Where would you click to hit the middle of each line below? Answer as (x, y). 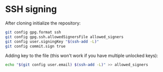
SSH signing (31, 9)
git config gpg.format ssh (33, 32)
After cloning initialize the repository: (43, 23)
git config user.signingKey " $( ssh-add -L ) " (52, 41)
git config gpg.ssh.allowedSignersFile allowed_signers (64, 37)
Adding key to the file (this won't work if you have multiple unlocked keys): (82, 55)
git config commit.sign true (35, 46)
